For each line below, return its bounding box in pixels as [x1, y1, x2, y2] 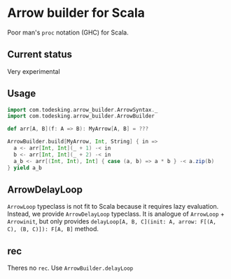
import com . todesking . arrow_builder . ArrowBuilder [7, 112, 155, 120]
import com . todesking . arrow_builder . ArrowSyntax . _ [7, 106, 158, 113]
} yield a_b [7, 164, 42, 171]
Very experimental [7, 67, 61, 75]
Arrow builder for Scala [7, 5, 146, 21]
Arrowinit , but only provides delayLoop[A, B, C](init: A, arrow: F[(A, [7, 217, 217, 226]
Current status [7, 48, 72, 60]
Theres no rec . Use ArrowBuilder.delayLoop [7, 264, 134, 272]
